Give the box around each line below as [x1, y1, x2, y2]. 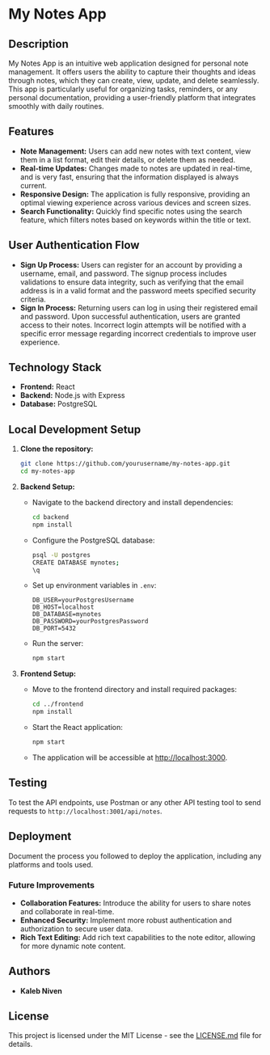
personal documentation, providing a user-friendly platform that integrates [8, 93, 256, 102]
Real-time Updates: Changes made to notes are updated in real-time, [19, 163, 253, 173]
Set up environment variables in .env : [32, 580, 157, 590]
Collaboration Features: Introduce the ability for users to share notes [19, 898, 251, 908]
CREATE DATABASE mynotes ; [32, 559, 120, 567]
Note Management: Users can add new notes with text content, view [19, 146, 251, 156]
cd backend [32, 513, 70, 521]
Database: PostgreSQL [19, 399, 98, 409]
